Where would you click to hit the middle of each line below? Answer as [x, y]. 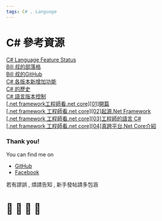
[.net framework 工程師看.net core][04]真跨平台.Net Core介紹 [81, 126]
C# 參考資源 [36, 43]
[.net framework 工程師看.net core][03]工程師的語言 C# [74, 118]
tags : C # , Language [32, 12]
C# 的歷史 [18, 89]
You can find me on [30, 154]
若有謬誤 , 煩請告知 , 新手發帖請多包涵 [52, 184]
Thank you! [23, 142]
